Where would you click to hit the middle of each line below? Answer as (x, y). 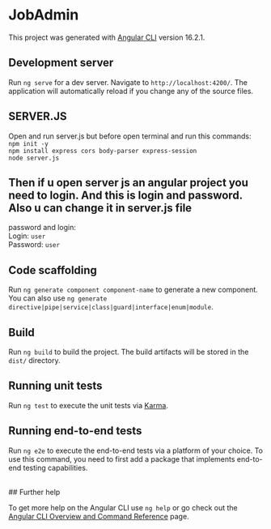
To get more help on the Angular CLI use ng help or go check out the (123, 507)
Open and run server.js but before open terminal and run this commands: (130, 136)
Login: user (27, 236)
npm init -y (28, 143)
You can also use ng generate (58, 298)
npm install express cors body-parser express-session (103, 151)
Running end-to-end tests (75, 431)
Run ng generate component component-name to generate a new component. (133, 290)
